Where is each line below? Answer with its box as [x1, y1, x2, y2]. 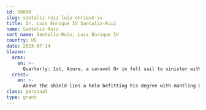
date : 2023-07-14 [6, 43, 51, 50]
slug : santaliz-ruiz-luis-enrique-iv [6, 15, 103, 21]
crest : [12, 71, 29, 78]
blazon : [6, 49, 26, 55]
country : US [6, 37, 37, 43]
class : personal [6, 89, 48, 95]
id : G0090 [6, 9, 32, 15]
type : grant [6, 94, 37, 100]
